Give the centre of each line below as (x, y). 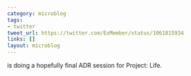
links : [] (21, 39)
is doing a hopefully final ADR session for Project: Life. (85, 65)
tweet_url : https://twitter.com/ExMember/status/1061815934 (96, 33)
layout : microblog (34, 46)
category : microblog (37, 13)
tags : (15, 20)
